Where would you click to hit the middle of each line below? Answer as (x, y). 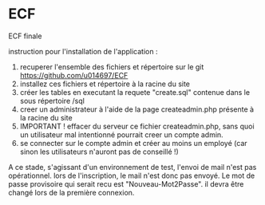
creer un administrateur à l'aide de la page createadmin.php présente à (136, 109)
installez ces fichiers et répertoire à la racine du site (105, 84)
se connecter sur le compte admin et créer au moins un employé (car (133, 143)
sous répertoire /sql (52, 101)
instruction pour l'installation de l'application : (83, 51)
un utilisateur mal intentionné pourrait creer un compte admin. (121, 134)
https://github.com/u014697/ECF (74, 75)
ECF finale (25, 36)
